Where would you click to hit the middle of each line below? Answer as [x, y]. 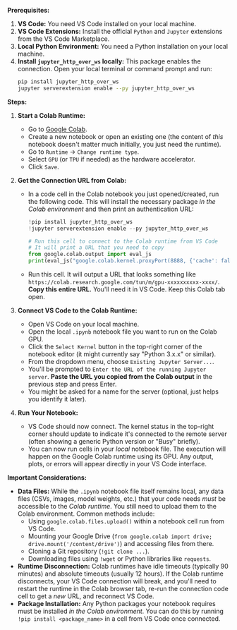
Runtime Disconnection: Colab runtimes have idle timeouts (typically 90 [123, 566]
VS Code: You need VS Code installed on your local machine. [107, 24]
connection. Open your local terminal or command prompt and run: [115, 69]
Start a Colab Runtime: [51, 115]
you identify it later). [57, 399]
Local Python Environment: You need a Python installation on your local [122, 46]
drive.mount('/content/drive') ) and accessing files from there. [121, 544]
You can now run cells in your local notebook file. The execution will [127, 449]
